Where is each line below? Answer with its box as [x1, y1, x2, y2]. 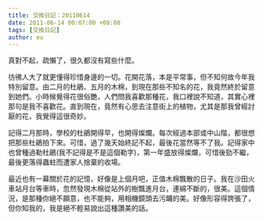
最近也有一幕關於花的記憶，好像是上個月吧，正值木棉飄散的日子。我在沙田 [8, 174, 248, 184]
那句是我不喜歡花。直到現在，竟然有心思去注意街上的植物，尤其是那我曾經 [8, 102, 248, 111]
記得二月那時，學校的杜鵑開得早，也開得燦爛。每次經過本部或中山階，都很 [8, 128, 248, 138]
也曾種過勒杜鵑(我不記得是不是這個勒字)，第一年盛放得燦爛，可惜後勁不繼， [8, 148, 254, 157]
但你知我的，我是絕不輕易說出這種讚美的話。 [8, 204, 153, 213]
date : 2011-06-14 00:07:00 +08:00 [8, 19, 121, 27]
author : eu [8, 33, 44, 41]
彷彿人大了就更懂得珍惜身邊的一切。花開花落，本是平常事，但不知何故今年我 [8, 72, 255, 82]
